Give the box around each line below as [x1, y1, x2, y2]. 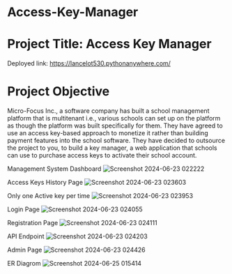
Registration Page [7, 219, 59, 227]
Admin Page [7, 245, 42, 254]
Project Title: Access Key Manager [7, 36, 212, 52]
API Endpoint [7, 232, 45, 241]
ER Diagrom [7, 259, 41, 268]
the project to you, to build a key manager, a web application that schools [7, 144, 217, 152]
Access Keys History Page [7, 178, 84, 187]
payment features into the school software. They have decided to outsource [7, 137, 225, 145]
